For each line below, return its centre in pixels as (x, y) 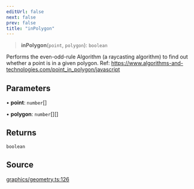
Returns (22, 133)
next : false (21, 17)
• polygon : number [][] (32, 114)
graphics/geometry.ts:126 (38, 179)
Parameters (28, 88)
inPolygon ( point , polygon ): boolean (64, 45)
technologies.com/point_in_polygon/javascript (63, 70)
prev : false (21, 23)
